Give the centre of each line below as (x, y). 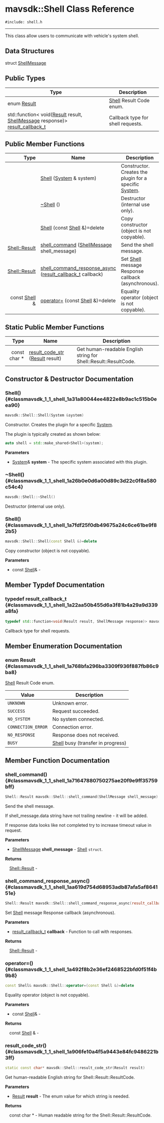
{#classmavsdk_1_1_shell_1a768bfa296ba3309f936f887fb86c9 (82, 666)
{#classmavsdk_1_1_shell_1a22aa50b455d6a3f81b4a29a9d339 (82, 605)
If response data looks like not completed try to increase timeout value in (78, 825)
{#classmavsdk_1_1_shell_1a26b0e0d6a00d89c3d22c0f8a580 (81, 481)
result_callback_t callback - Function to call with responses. (72, 932)
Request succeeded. (76, 711)
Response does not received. (86, 735)
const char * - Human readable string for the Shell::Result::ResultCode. (81, 1115)
